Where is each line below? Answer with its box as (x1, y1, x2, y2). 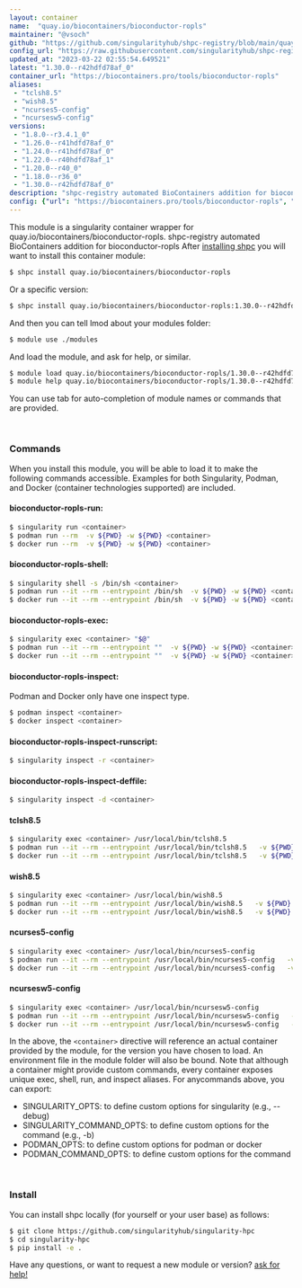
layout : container (9, 13, 78, 22)
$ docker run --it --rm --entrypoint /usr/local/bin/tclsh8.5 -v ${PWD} (9, 851, 296, 861)
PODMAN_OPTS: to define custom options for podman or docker (22, 1139, 262, 1150)
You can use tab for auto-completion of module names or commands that (9, 393, 281, 404)
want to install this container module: (9, 250, 147, 261)
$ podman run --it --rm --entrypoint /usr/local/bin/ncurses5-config (9, 955, 276, 964)
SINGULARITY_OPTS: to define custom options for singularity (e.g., (22, 1101, 271, 1112)
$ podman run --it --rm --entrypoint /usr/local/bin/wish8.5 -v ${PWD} (9, 900, 292, 909)
